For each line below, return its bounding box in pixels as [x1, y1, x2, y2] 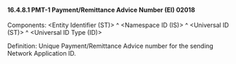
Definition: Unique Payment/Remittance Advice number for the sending [7, 42, 213, 50]
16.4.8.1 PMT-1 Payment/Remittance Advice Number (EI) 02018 [7, 6, 195, 14]
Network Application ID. [7, 49, 76, 58]
